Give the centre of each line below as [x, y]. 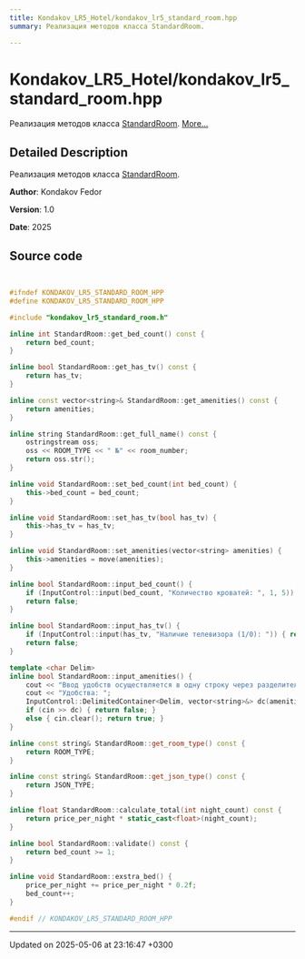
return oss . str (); [60, 459]
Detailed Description [69, 152]
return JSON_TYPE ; [60, 785]
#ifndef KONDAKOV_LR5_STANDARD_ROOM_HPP [87, 293]
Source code [46, 256]
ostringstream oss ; [63, 442]
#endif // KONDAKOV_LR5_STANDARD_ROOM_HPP [91, 919]
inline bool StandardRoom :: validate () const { [99, 843]
